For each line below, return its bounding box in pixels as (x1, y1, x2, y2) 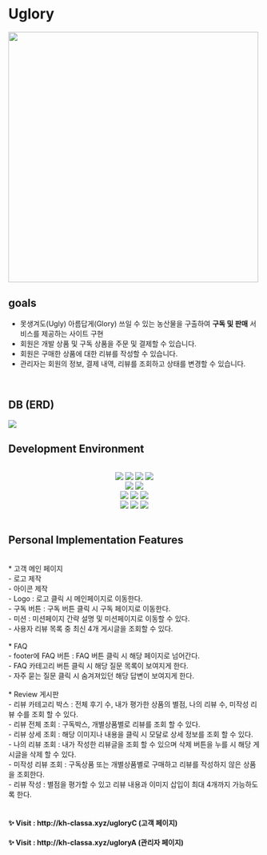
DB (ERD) (8, 398, 54, 412)
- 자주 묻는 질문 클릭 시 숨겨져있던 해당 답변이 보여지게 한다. (8, 671, 194, 681)
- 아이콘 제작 (8, 584, 48, 594)
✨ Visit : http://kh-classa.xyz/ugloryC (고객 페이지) (8, 818, 178, 828)
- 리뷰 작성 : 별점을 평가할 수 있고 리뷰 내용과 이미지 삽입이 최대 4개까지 (8, 780, 231, 789)
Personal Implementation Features (8, 533, 184, 546)
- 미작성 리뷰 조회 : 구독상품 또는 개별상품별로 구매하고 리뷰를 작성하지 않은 (8, 760, 241, 769)
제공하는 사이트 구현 (41, 329, 104, 338)
